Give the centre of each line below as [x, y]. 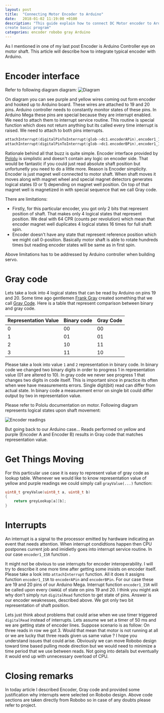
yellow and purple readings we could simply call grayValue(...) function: [79, 483]
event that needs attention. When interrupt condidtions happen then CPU [79, 544]
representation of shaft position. [37, 605]
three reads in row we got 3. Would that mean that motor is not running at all [82, 630]
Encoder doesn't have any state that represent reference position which [84, 234]
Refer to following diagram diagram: [41, 90]
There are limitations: [26, 199]
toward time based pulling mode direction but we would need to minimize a [81, 646]
